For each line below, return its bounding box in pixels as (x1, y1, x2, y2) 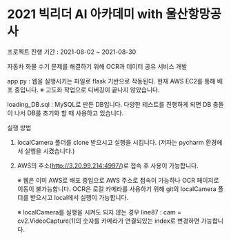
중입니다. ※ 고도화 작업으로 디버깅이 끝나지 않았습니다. (14, 86, 160, 94)
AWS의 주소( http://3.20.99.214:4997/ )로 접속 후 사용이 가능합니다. (17, 161, 199, 170)
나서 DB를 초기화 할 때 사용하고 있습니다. (14, 108, 124, 117)
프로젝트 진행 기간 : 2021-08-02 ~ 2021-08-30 (7, 48, 137, 56)
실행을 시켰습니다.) (24, 146, 75, 155)
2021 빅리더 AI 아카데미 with (7, 6, 163, 22)
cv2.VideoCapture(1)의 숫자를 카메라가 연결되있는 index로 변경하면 (17, 217, 200, 225)
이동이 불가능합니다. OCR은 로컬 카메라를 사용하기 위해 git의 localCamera (17, 184, 217, 193)
